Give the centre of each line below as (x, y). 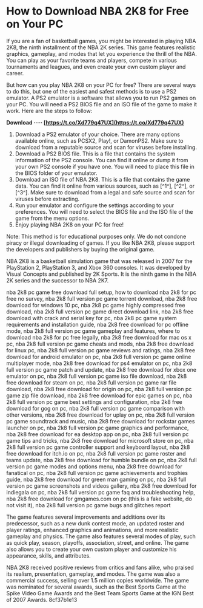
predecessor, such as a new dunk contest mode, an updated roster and (95, 523)
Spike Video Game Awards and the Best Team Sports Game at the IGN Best (100, 593)
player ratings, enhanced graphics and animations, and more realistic (92, 530)
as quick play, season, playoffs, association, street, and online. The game (98, 542)
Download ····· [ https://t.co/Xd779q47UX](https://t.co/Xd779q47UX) (95, 122)
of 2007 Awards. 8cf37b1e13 (42, 599)
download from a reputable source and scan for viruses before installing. (106, 147)
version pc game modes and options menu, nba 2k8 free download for (95, 466)
